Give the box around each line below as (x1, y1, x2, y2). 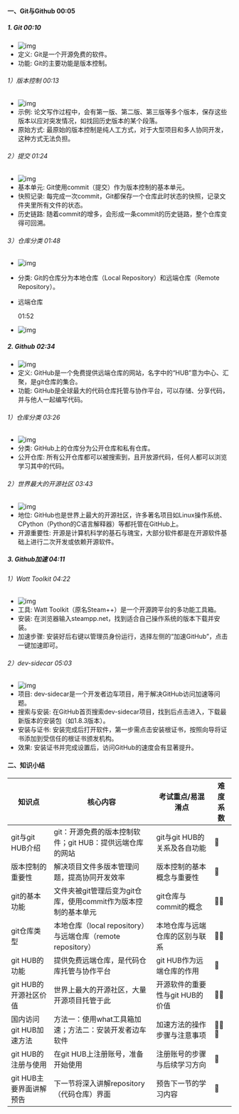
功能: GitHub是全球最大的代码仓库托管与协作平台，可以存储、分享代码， (17, 386, 229, 395)
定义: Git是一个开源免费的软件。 (17, 50, 112, 59)
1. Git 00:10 (7, 24, 41, 32)
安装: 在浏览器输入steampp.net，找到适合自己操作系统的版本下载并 (17, 614, 215, 623)
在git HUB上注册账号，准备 (53, 1049, 144, 1059)
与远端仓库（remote (53, 931, 121, 941)
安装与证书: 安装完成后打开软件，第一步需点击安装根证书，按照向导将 (17, 725, 221, 734)
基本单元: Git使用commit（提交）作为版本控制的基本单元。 (17, 183, 189, 191)
